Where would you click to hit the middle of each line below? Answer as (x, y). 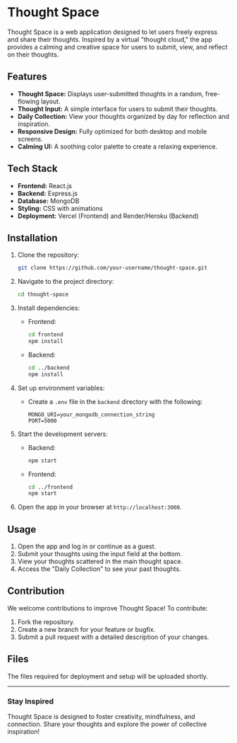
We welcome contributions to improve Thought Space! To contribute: (108, 608)
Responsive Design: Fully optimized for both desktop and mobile (112, 131)
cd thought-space (43, 294)
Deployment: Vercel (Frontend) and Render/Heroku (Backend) (108, 216)
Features (27, 77)
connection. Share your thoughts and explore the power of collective (107, 724)
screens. (30, 139)
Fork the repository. (46, 622)
